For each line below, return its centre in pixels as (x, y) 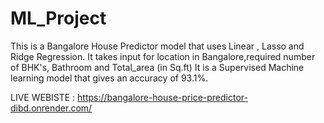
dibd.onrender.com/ (51, 108)
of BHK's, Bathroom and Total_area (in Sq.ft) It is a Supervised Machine (157, 67)
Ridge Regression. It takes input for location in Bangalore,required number (163, 56)
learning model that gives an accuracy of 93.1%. (109, 78)
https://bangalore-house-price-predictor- (162, 97)
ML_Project (58, 18)
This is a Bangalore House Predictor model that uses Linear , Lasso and (157, 46)
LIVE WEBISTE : (43, 97)
